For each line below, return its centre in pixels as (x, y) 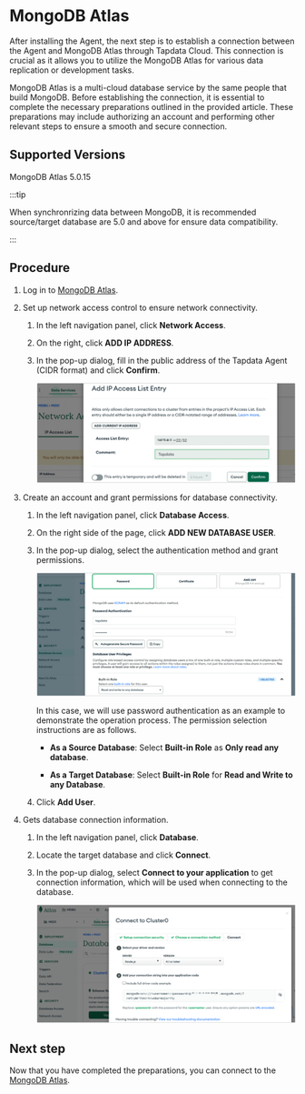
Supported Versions (67, 155)
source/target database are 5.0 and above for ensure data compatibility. (144, 221)
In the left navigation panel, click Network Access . (131, 325)
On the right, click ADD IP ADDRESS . (105, 343)
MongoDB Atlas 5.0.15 (50, 176)
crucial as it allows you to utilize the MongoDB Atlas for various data (137, 60)
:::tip (18, 194)
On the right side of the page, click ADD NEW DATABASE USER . (156, 533)
